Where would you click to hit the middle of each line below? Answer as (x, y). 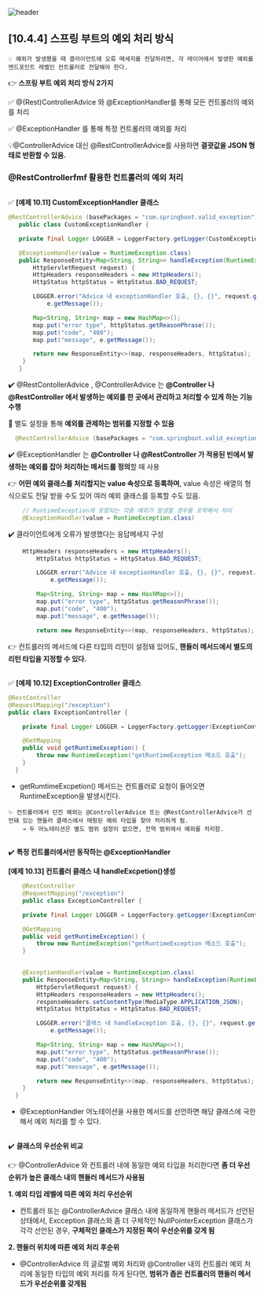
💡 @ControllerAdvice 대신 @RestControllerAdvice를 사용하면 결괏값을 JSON (128, 145)
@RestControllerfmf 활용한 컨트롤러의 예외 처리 (96, 177)
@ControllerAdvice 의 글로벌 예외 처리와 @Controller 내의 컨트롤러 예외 (131, 1264)
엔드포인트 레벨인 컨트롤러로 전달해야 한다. (68, 67)
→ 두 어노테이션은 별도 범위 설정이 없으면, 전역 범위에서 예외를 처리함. (123, 829)
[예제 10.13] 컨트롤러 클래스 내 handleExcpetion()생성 (92, 871)
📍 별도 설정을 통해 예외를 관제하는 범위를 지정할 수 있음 (91, 423)
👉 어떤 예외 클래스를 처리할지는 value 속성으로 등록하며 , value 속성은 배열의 (126, 483)
